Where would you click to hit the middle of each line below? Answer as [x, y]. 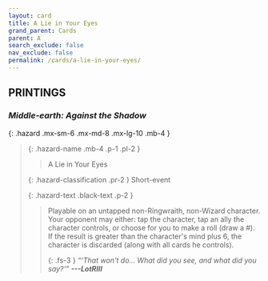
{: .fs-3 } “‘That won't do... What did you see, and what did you [152, 260]
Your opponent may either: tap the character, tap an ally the [146, 219]
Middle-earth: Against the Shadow [77, 115]
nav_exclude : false [41, 53]
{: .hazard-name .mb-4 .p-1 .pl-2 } [84, 148]
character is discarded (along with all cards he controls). [141, 244]
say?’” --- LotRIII [75, 268]
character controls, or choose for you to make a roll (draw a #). [152, 227]
